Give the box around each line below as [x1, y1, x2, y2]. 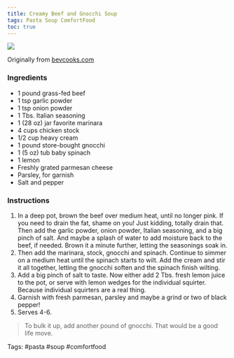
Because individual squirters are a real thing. [17, 285, 146, 294]
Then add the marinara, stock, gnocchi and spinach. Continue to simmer [17, 248, 226, 257]
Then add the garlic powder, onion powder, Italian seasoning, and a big [17, 226, 223, 234]
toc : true [7, 23, 36, 30]
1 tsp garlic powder [17, 96, 73, 105]
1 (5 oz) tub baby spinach [17, 148, 91, 157]
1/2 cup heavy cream [17, 134, 78, 142]
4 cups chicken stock [17, 126, 80, 134]
